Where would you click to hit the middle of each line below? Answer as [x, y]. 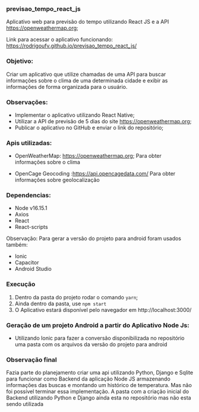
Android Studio [33, 269]
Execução [21, 285]
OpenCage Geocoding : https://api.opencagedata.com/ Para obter [95, 174]
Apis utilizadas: [29, 143]
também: [17, 245]
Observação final [32, 360]
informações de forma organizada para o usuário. [67, 87]
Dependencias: [29, 196]
